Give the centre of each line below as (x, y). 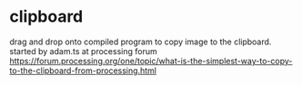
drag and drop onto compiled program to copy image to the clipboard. (141, 42)
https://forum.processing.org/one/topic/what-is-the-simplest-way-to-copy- (151, 61)
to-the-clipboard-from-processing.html (83, 71)
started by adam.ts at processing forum (83, 51)
